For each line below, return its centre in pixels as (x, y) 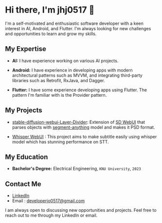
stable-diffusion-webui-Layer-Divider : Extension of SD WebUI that (78, 122)
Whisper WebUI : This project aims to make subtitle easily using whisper (84, 137)
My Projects (24, 111)
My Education (27, 157)
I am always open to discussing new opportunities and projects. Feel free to (81, 210)
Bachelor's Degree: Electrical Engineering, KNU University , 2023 (76, 169)
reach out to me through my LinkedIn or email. (51, 215)
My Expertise (26, 49)
